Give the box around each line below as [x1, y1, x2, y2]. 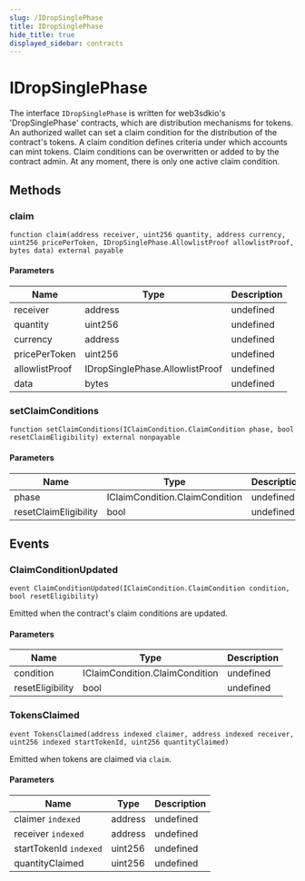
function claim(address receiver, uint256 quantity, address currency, [9, 230, 286, 239]
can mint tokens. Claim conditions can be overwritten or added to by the [9, 146, 280, 157]
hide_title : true [9, 30, 75, 39]
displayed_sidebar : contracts [9, 38, 124, 48]
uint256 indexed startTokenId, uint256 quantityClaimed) [9, 737, 230, 747]
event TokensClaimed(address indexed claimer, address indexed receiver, [9, 729, 295, 738]
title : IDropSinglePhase [9, 22, 103, 31]
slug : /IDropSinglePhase [9, 13, 103, 23]
